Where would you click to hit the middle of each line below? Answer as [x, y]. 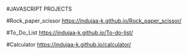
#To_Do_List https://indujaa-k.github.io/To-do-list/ [70, 33]
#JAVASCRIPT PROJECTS [39, 9]
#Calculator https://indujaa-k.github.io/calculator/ [69, 44]
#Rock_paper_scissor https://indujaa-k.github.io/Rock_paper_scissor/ [94, 21]
